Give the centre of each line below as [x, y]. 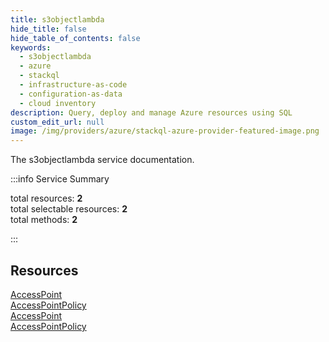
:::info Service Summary [60, 179]
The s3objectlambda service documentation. [102, 160]
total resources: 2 [46, 198]
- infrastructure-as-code [73, 85]
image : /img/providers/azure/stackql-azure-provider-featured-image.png [165, 131]
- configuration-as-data [71, 94]
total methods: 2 [44, 220]
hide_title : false [48, 29]
